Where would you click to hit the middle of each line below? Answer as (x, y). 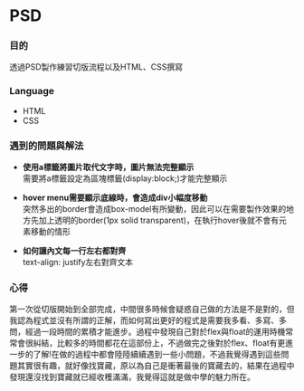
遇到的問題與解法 (47, 146)
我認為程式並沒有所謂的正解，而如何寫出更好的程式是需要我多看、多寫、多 (148, 320)
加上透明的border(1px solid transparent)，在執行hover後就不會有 (159, 220)
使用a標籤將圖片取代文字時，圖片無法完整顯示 (108, 167)
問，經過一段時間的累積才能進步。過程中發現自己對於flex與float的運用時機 (147, 332)
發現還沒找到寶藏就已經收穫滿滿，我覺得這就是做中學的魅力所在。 (132, 377)
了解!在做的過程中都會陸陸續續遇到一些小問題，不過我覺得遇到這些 (157, 355)
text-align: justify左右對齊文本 (78, 262)
